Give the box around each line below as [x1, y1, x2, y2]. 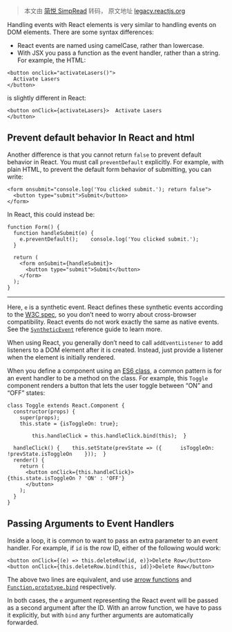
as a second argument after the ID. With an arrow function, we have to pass [7, 603, 222, 612]
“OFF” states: [7, 388, 46, 397]
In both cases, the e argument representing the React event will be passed [7, 596, 219, 604]
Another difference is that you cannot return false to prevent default [7, 150, 202, 159]
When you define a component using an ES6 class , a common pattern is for [7, 367, 222, 375]
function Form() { [7, 223, 60, 231]
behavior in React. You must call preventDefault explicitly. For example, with [7, 157, 224, 166]
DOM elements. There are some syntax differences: [7, 28, 154, 36]
